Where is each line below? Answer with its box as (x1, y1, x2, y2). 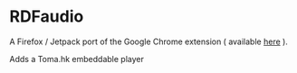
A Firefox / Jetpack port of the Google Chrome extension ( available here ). (9, 36, 288, 47)
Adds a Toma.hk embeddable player (9, 53, 145, 64)
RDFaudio (9, 6, 84, 27)
